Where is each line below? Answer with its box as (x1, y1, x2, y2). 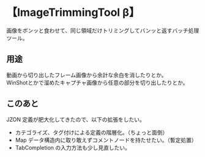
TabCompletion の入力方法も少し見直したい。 (15, 144, 130, 151)
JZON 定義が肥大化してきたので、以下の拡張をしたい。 (6, 116, 146, 123)
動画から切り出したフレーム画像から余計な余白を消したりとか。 (6, 71, 167, 78)
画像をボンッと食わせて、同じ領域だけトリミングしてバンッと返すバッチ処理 (6, 27, 199, 34)
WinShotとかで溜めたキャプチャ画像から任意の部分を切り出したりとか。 (6, 78, 188, 86)
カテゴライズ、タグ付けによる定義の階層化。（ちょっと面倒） (15, 128, 168, 136)
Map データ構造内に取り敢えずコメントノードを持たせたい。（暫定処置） (15, 136, 197, 144)
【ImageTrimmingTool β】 (6, 5, 140, 19)
